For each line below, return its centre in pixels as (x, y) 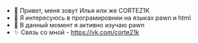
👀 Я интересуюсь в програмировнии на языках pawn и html (102, 18)
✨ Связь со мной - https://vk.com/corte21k (76, 32)
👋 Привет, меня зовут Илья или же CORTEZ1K (82, 11)
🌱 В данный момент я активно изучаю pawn (79, 25)
